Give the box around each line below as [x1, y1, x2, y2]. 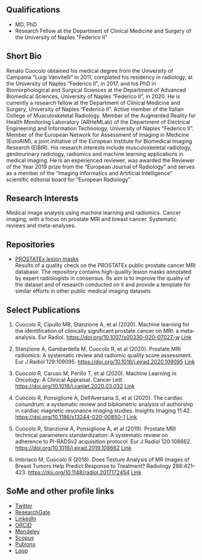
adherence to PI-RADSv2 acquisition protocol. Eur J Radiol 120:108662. [14, 438, 192, 445]
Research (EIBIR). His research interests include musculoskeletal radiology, [6, 144, 192, 151]
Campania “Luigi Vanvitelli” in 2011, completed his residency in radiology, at [6, 73, 193, 81]
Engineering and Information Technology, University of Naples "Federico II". [6, 125, 194, 132]
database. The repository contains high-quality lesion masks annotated [14, 268, 192, 276]
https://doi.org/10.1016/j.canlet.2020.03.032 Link [14, 382, 135, 390]
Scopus [14, 534, 34, 541]
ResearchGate [14, 508, 50, 515]
